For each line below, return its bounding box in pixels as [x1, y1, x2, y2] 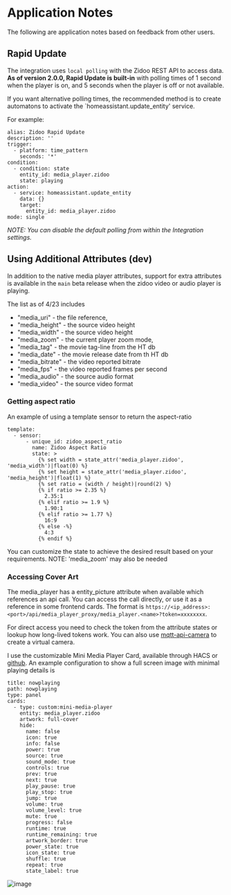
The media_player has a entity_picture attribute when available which [7, 588, 204, 596]
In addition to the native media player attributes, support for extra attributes [7, 272, 222, 280]
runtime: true [25, 825, 67, 833]
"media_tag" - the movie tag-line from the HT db [17, 342, 156, 351]
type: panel [7, 692, 41, 699]
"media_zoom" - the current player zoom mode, [17, 335, 154, 344]
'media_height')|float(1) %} [7, 474, 91, 481]
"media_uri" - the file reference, [17, 313, 108, 322]
